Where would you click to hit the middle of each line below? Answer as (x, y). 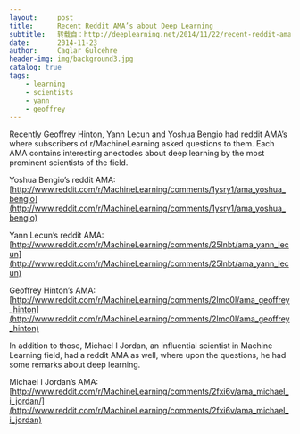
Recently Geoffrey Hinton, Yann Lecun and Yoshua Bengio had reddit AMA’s (148, 134)
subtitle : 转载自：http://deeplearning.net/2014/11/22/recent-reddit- (145, 34)
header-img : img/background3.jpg (71, 59)
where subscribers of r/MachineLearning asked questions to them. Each (142, 144)
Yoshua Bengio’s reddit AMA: (62, 180)
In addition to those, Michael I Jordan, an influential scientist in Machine (141, 346)
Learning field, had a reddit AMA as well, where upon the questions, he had (148, 355)
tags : (19, 76)
